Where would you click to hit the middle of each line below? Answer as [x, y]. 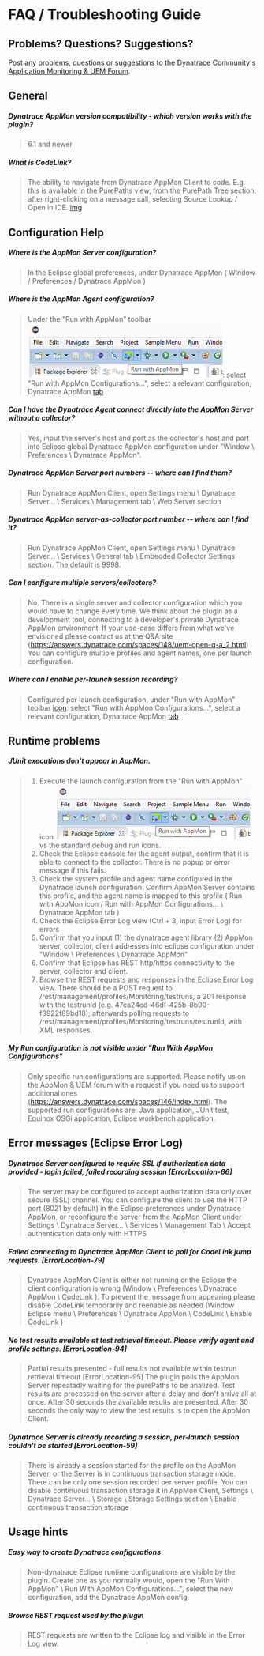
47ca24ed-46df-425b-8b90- [162, 1005]
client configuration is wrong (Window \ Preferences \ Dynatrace [132, 1288]
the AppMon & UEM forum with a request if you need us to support [136, 1085]
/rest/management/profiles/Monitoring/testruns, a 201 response [143, 996]
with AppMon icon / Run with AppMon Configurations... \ [131, 903]
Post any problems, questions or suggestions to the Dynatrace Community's [132, 62]
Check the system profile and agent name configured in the [136, 878]
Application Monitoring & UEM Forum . [69, 71]
